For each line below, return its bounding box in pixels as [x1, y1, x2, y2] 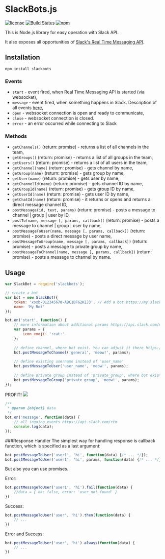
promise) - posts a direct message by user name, [12, 233, 112, 239]
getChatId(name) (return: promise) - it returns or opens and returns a [12, 197, 151, 202]
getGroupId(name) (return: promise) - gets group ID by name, [12, 186, 135, 192]
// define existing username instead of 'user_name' [14, 359, 124, 364]
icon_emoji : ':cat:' [23, 332, 65, 337]
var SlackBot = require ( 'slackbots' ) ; [5, 281, 84, 287]
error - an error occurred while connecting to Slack [12, 120, 117, 126]
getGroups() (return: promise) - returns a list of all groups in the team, [12, 155, 153, 160]
